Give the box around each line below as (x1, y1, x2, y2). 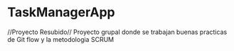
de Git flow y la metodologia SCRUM (7, 35, 115, 43)
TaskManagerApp (7, 4, 115, 21)
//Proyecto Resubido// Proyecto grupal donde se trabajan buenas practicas (7, 28, 228, 36)
